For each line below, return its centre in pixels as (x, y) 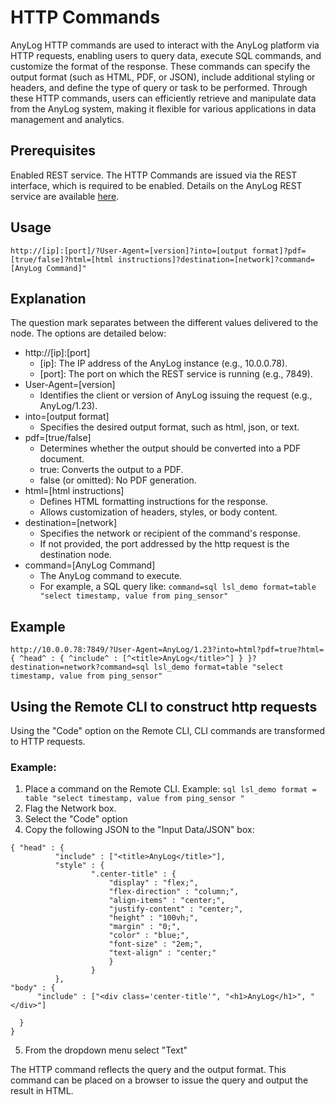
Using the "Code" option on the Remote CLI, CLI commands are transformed (168, 730)
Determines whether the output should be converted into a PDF (170, 448)
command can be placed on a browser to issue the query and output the (159, 1080)
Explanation (48, 298)
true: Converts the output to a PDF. (111, 470)
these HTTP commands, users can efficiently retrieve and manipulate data (163, 98)
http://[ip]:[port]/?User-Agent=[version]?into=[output (129, 251)
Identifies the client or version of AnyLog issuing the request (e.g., (176, 395)
